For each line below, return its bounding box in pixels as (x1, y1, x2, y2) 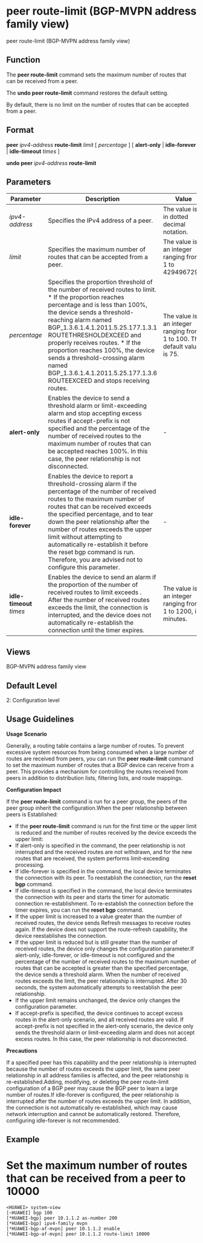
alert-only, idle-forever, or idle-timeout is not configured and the (14, 951, 175, 958)
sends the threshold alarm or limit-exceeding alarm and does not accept (14, 1029, 195, 1036)
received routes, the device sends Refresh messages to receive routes (14, 919, 192, 926)
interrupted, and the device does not (48, 611, 152, 620)
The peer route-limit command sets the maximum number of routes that (6, 71, 187, 78)
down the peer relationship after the (48, 518, 150, 526)
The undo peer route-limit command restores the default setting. (6, 89, 169, 97)
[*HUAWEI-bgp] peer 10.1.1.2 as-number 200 (6, 1215, 118, 1221)
